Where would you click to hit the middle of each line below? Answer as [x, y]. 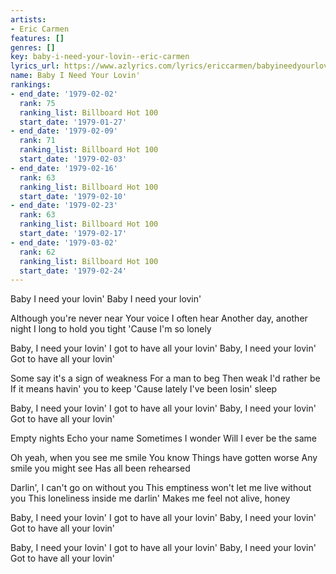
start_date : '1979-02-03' [73, 159]
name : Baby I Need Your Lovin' [75, 76]
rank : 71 [37, 141]
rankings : [31, 85]
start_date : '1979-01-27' [73, 122]
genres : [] [33, 47]
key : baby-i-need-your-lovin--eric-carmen [100, 57]
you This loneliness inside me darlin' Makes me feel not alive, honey [150, 498]
